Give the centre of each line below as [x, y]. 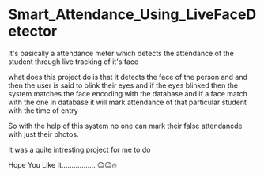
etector [33, 31]
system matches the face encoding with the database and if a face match [128, 93]
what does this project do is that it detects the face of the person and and [128, 77]
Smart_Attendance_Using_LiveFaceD [132, 15]
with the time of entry [43, 110]
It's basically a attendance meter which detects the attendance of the [121, 53]
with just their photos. [43, 134]
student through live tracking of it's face [74, 62]
